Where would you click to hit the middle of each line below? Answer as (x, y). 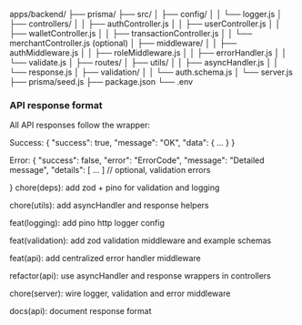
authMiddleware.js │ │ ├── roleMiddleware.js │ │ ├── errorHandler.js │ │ (148, 53)
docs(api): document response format (81, 311)
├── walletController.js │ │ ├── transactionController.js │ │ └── (131, 33)
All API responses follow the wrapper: (80, 125)
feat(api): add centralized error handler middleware (106, 259)
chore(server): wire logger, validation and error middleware (120, 294)
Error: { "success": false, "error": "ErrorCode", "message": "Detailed (137, 160)
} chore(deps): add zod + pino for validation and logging (115, 188)
